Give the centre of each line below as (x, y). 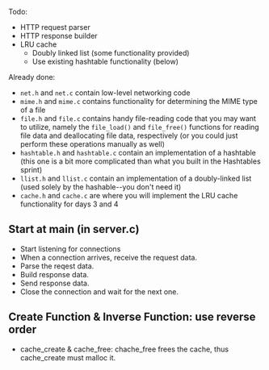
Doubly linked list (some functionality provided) (111, 53)
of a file (33, 110)
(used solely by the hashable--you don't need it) (101, 187)
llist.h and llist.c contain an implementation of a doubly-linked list (136, 178)
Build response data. (54, 274)
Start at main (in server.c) (74, 229)
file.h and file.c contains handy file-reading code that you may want (138, 118)
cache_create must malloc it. (68, 357)
